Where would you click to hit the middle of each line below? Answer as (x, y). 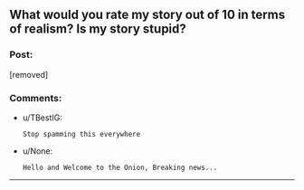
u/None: (38, 151)
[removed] (29, 74)
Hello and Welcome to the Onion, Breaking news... (120, 167)
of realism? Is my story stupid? (98, 29)
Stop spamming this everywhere (81, 134)
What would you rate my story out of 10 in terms (147, 15)
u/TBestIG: (43, 118)
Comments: (36, 98)
